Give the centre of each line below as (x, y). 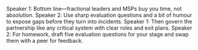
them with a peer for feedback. (45, 41)
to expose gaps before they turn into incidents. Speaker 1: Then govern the (99, 21)
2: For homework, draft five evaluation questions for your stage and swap (97, 34)
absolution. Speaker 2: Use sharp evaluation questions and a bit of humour (99, 15)
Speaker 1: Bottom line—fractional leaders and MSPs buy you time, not (94, 9)
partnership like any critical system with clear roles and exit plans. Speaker (99, 28)
